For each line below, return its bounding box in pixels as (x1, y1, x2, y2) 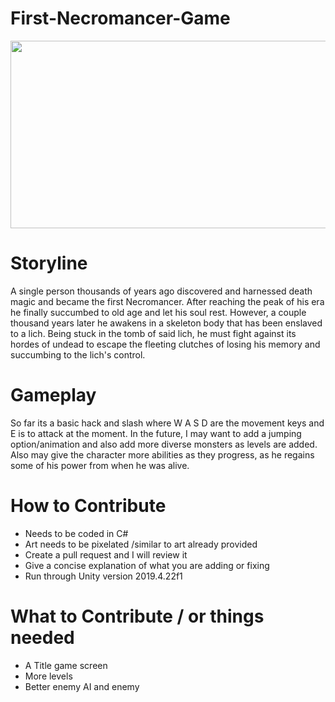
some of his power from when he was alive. (10, 459, 190, 471)
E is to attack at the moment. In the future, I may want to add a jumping (10, 427, 302, 439)
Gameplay (10, 384, 97, 407)
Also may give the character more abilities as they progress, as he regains (10, 448, 315, 461)
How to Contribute (10, 495, 167, 517)
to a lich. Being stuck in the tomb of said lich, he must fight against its (10, 327, 297, 339)
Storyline (10, 252, 88, 275)
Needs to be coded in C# (24, 527, 129, 539)
